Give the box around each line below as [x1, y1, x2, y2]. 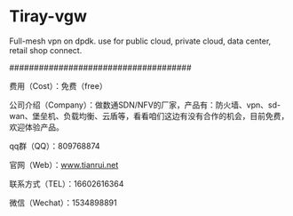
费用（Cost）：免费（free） [9, 80, 108, 91]
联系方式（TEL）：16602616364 [9, 178, 124, 188]
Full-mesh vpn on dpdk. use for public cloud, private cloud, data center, [9, 36, 272, 46]
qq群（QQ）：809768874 [9, 140, 100, 151]
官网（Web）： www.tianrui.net [9, 159, 119, 170]
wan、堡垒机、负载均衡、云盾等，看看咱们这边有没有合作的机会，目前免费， [9, 110, 289, 121]
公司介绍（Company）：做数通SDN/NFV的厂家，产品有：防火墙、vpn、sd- [9, 100, 281, 110]
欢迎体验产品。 [9, 122, 64, 132]
